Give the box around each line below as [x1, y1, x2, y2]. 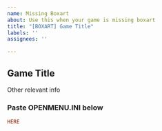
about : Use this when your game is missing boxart [7, 17, 156, 23]
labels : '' [7, 29, 39, 37]
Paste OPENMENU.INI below [7, 103, 103, 112]
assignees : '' [7, 36, 48, 43]
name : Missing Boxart [7, 10, 70, 17]
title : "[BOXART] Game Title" [7, 23, 94, 30]
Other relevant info [7, 85, 61, 94]
